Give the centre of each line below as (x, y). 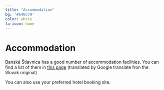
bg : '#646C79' (20, 14)
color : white (19, 19)
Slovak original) (21, 73)
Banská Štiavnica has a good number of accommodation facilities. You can (82, 62)
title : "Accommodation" (30, 10)
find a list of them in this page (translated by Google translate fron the (77, 67)
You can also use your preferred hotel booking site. (58, 82)
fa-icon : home (20, 24)
